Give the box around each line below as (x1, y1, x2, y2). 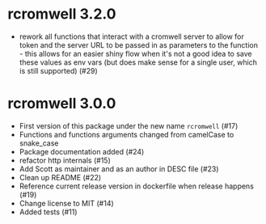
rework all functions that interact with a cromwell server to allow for (19, 32, 244, 41)
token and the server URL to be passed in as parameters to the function (19, 40, 258, 49)
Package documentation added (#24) (19, 146, 145, 156)
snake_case (19, 138, 59, 148)
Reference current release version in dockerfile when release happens (19, 181, 254, 191)
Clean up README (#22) (19, 172, 102, 182)
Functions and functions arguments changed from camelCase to (19, 129, 234, 139)
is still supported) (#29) (19, 66, 98, 75)
